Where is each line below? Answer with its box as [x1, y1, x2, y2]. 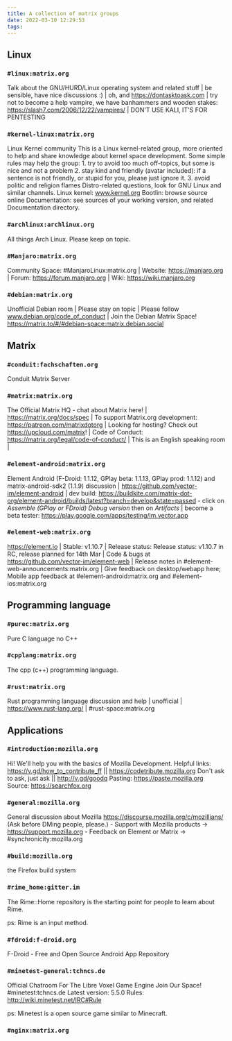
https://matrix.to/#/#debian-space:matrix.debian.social [7, 320, 164, 328]
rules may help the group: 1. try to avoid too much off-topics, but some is [7, 159, 215, 167]
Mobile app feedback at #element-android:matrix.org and [7, 572, 171, 580]
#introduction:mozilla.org [7, 745, 98, 753]
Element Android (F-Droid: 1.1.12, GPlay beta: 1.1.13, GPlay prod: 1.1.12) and [7, 474, 215, 482]
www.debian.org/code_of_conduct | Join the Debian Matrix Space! [7, 312, 197, 321]
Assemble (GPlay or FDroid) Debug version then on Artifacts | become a [7, 504, 213, 512]
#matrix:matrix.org [7, 391, 73, 400]
